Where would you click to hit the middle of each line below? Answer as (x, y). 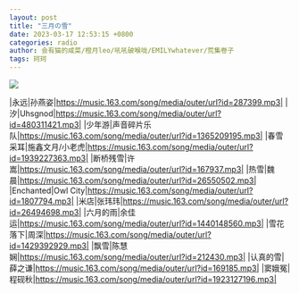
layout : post (33, 17)
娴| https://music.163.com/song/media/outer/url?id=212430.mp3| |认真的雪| (147, 257)
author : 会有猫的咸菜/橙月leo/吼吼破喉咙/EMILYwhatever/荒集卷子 (122, 51)
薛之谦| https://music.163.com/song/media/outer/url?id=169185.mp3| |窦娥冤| (150, 268)
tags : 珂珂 (28, 59)
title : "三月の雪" (41, 26)
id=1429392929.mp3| (49, 246)
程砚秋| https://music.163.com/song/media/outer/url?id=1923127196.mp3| (143, 279)
